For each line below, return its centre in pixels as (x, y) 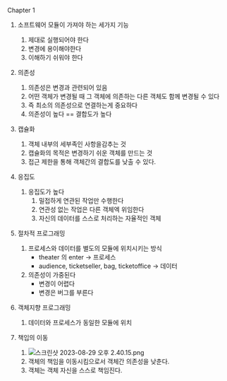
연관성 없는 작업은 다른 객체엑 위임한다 (91, 209)
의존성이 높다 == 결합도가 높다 (70, 114)
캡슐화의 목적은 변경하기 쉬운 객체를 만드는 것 (90, 153)
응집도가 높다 (46, 192)
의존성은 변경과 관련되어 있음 (68, 87)
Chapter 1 (21, 10)
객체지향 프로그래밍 (44, 307)
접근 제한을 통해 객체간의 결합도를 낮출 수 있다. (92, 162)
